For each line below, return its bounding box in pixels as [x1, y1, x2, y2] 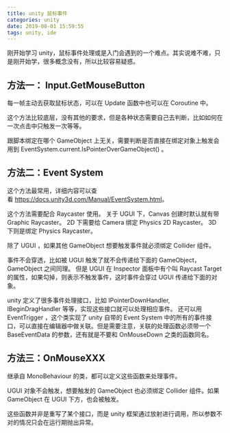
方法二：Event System [7, 167, 104, 179]
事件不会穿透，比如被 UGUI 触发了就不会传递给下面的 [7, 256, 157, 264]
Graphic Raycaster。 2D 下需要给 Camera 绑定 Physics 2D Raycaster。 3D [7, 218, 217, 226]
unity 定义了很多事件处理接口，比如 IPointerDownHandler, [7, 296, 170, 304]
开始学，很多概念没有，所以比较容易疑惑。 [18, 58, 139, 66]
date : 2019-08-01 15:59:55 [7, 23, 84, 29]
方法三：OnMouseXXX [7, 352, 105, 364]
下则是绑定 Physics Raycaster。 [7, 227, 97, 235]
